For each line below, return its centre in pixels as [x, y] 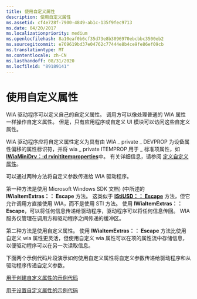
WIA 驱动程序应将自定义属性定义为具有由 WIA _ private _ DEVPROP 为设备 [95, 142]
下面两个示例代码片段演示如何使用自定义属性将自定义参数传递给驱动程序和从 [98, 258]
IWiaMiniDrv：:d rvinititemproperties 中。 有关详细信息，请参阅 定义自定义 [97, 157]
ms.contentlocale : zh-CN [36, 55]
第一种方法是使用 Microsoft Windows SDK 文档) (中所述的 [75, 189]
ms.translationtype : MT [35, 50]
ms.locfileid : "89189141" [38, 66]
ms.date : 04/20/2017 [31, 28]
